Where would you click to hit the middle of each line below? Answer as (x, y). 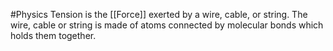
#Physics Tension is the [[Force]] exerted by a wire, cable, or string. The (159, 14)
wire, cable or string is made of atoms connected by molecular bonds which (167, 25)
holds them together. (53, 35)
